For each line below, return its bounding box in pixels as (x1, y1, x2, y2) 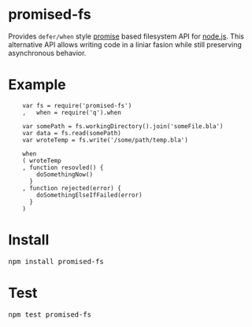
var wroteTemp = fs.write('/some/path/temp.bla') (22, 136, 189, 144)
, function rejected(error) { (22, 184, 122, 192)
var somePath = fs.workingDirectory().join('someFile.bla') (22, 122, 224, 130)
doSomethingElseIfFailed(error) (36, 191, 143, 199)
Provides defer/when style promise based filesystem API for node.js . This (8, 31, 244, 41)
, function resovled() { (22, 163, 104, 171)
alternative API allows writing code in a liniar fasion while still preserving (8, 39, 243, 49)
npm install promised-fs (8, 257, 104, 266)
